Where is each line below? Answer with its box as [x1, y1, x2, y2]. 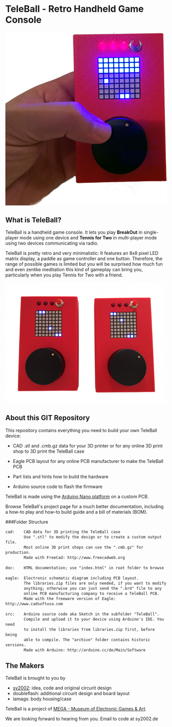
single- [143, 229, 159, 235]
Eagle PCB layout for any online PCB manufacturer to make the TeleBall [12, 458, 163, 464]
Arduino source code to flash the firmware [12, 483, 103, 490]
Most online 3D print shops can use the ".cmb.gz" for [24, 545, 144, 550]
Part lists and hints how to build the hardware [12, 473, 109, 479]
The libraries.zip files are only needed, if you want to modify [24, 581, 167, 586]
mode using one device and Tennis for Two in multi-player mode [20, 235, 157, 241]
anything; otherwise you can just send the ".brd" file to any [24, 586, 162, 591]
